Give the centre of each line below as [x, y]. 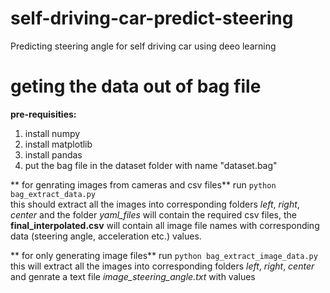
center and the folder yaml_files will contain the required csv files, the [153, 214]
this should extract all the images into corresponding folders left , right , [155, 204]
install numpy [52, 133]
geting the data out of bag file [136, 86]
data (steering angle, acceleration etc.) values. [106, 236]
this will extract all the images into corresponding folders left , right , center [162, 266]
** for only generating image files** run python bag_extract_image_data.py [164, 255]
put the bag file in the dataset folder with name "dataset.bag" [151, 165]
